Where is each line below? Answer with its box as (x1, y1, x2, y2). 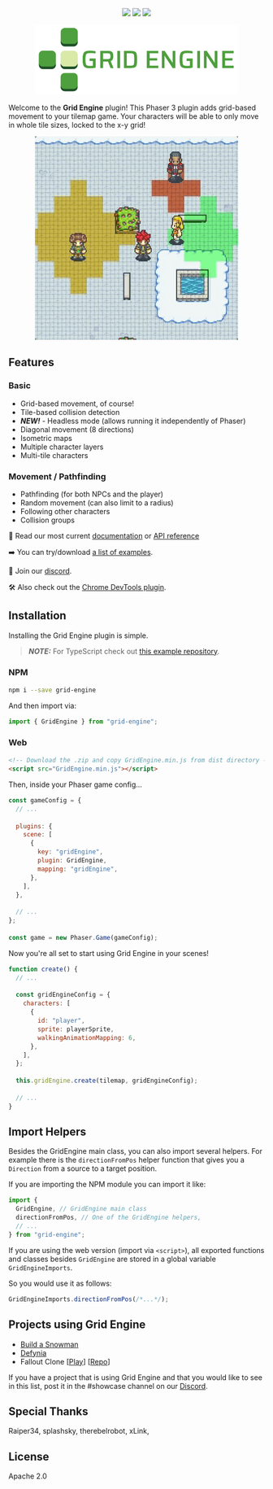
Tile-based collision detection (19, 407, 120, 417)
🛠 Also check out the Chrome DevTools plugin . (8, 582, 167, 592)
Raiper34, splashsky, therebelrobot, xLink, (8, 1426, 149, 1436)
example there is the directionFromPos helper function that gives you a (8, 1155, 245, 1165)
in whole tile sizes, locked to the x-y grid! (8, 120, 146, 129)
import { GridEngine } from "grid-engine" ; (8, 717, 158, 726)
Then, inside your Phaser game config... (8, 779, 142, 789)
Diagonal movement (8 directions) (19, 424, 134, 434)
